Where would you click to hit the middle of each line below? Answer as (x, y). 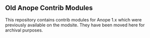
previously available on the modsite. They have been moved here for (75, 25)
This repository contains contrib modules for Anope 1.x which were (74, 19)
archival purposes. (24, 30)
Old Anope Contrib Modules (49, 8)
